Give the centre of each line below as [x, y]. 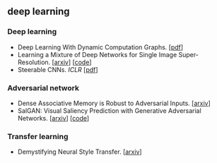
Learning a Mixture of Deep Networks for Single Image [97, 54]
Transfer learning [38, 136]
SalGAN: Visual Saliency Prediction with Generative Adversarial [109, 110]
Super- [189, 54]
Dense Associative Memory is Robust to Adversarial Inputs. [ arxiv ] [114, 103]
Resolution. [34, 62]
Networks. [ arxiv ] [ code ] [53, 118]
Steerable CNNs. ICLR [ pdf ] [58, 69]
